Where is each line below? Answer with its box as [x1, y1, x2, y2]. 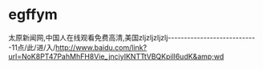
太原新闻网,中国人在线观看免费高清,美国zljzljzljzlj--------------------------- [8, 33, 255, 42]
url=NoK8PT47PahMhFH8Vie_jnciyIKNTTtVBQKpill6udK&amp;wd [8, 52, 225, 61]
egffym [8, 6, 58, 24]
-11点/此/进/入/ [8, 42, 56, 52]
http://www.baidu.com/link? [55, 42, 147, 52]
